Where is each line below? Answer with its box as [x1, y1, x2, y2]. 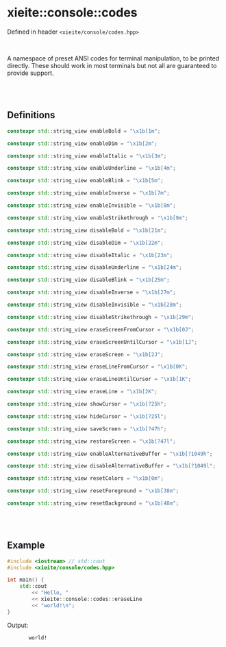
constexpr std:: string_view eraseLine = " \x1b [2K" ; [7, 388, 158, 395]
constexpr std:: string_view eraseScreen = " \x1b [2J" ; [7, 351, 164, 358]
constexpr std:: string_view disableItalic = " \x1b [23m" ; [7, 252, 173, 259]
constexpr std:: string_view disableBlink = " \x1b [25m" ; [7, 276, 170, 283]
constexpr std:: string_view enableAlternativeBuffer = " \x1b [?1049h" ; [7, 450, 213, 457]
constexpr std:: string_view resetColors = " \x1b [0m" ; [7, 475, 164, 482]
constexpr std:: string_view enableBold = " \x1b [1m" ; [7, 127, 161, 135]
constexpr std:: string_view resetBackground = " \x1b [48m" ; [7, 500, 179, 507]
